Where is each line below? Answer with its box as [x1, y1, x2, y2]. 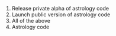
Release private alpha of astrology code [11, 5, 109, 12]
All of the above [11, 17, 50, 24]
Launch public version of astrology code [11, 11, 111, 18]
